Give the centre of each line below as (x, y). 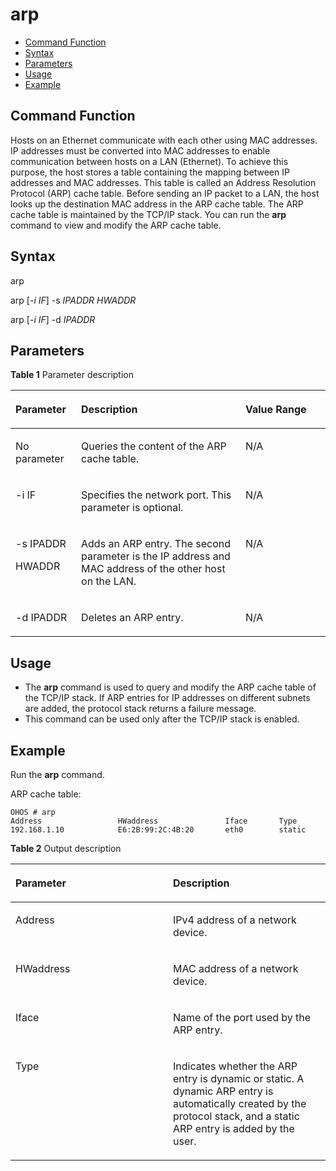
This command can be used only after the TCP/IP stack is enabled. (162, 719)
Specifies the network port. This (156, 495)
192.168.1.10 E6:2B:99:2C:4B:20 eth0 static (158, 830)
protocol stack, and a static (236, 1116)
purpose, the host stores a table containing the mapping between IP (150, 172)
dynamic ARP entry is (223, 1091)
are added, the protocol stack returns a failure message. (140, 709)
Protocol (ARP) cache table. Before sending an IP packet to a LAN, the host (165, 193)
